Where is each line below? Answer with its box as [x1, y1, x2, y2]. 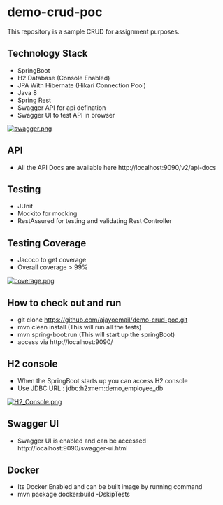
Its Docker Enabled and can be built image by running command [17, 483, 203, 491]
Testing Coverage [7, 237, 87, 249]
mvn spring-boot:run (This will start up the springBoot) [17, 330, 175, 339]
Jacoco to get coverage [17, 256, 87, 264]
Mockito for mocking [17, 209, 78, 218]
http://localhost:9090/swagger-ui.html [17, 443, 128, 452]
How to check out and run [7, 297, 122, 308]
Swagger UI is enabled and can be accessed [17, 436, 147, 445]
